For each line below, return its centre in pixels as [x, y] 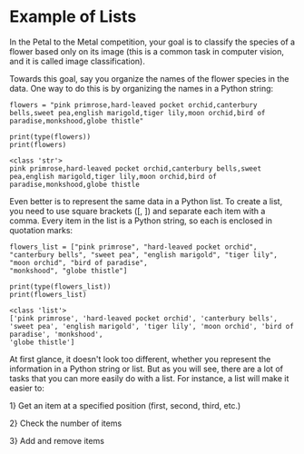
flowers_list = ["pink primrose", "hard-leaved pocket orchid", [133, 247]
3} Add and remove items [57, 440]
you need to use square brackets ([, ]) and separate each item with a [137, 211]
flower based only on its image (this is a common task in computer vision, [147, 51]
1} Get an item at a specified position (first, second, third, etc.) [125, 405]
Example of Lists [73, 17]
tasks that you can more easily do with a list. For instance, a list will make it [149, 378]
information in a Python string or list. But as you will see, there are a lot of [147, 369]
